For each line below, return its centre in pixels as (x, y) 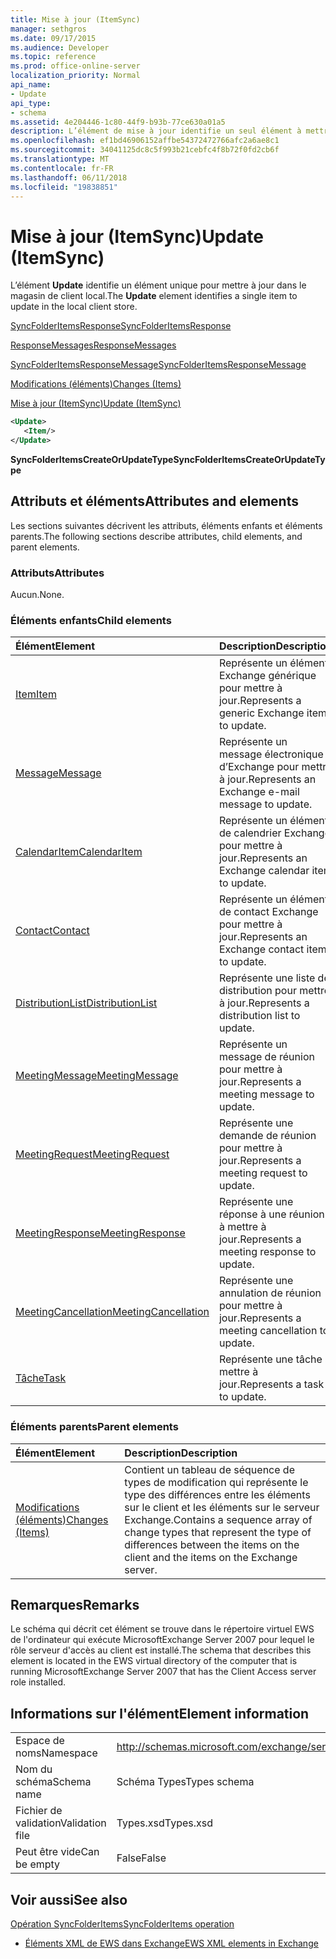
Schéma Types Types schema (185, 1782)
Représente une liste (267, 978)
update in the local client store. (74, 307)
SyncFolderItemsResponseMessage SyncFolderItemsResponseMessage (158, 365)
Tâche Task (41, 1378)
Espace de (40, 1741)
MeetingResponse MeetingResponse (100, 1233)
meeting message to (266, 1094)
